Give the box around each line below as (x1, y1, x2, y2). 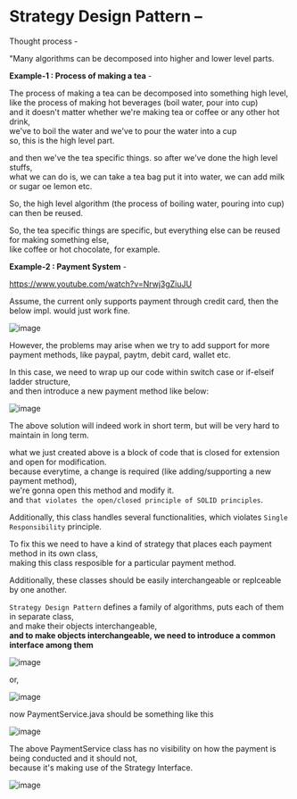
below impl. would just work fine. (9, 305, 131, 316)
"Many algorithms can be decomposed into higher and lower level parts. (9, 53, 275, 63)
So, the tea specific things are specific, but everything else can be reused (9, 225, 281, 236)
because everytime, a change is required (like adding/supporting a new (9, 466, 272, 477)
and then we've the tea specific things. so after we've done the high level (9, 152, 278, 162)
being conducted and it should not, (9, 753, 138, 763)
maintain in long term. (9, 429, 89, 440)
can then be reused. (9, 207, 83, 218)
